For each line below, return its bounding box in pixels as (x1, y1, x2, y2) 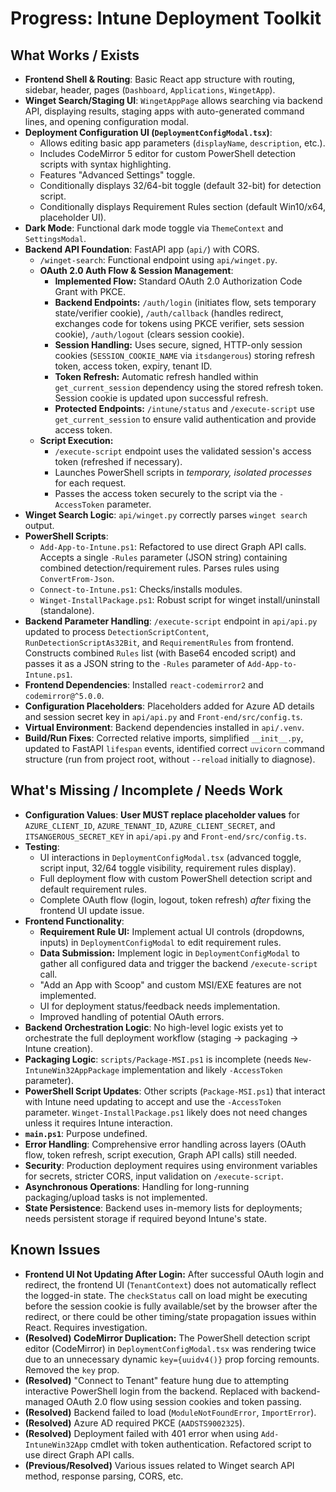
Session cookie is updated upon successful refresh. (54, 392, 269, 404)
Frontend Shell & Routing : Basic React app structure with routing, (24, 73, 296, 85)
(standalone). (39, 605, 95, 616)
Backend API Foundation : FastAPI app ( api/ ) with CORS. (24, 243, 260, 255)
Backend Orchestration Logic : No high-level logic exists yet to (24, 1021, 284, 1033)
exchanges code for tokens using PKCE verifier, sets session (54, 318, 305, 329)
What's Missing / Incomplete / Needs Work (10, 782, 283, 799)
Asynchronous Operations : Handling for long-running (24, 1180, 250, 1192)
